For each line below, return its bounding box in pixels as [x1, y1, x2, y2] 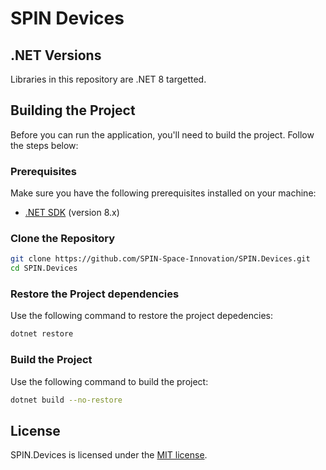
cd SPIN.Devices [10, 263, 78, 274]
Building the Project [10, 102, 136, 119]
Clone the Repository [10, 232, 116, 246]
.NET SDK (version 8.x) [24, 207, 120, 219]
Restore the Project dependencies [10, 287, 180, 301]
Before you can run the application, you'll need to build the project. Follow [10, 128, 315, 141]
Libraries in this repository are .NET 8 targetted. [10, 73, 207, 85]
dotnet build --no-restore [10, 395, 123, 405]
